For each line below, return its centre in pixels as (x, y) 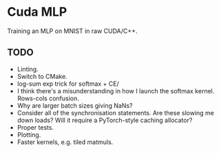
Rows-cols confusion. (48, 98)
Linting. (28, 69)
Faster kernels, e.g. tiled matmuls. (65, 142)
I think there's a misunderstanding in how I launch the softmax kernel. (116, 91)
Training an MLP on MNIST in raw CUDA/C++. (72, 31)
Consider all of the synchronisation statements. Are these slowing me (116, 113)
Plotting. (29, 134)
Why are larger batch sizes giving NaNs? (75, 105)
